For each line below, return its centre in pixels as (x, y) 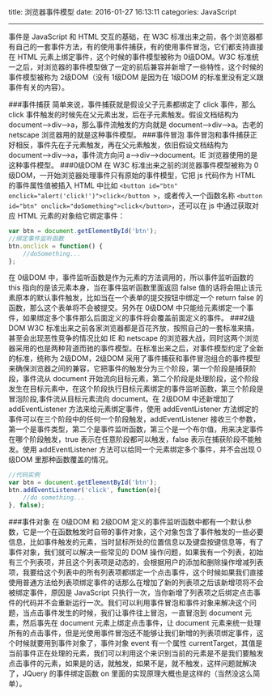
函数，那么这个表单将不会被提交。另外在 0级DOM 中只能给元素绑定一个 (127, 308)
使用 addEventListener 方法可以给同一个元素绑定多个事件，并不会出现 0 (142, 450)
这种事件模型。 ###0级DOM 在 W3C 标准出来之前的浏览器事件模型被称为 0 (134, 165)
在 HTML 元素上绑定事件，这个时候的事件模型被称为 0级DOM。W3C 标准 (130, 57)
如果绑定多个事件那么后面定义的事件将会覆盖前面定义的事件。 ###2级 (139, 318)
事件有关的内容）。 (38, 87)
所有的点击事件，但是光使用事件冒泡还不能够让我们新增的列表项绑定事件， (132, 633)
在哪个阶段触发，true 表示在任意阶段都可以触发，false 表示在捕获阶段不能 (132, 439)
